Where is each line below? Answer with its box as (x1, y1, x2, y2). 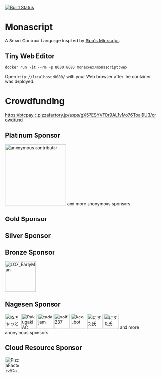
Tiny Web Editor (5, 52, 55, 60)
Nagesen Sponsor (5, 300, 61, 309)
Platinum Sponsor (5, 131, 61, 139)
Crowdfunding (5, 96, 65, 107)
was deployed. (5, 79, 35, 84)
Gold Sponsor (5, 215, 48, 223)
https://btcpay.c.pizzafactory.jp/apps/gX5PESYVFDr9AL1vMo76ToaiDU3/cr (5, 112, 156, 118)
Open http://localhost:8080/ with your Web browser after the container (5, 73, 151, 79)
